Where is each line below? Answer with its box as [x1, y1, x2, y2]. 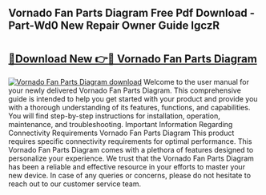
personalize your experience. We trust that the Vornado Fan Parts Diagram [8, 153, 255, 163]
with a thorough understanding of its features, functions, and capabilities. [8, 103, 251, 112]
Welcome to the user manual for [143, 78, 250, 86]
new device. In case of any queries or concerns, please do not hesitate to [8, 171, 251, 180]
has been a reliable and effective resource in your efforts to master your [8, 162, 246, 171]
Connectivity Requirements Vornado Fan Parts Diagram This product [8, 128, 235, 137]
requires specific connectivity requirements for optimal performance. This [8, 137, 252, 146]
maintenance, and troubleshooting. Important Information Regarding [8, 120, 233, 129]
